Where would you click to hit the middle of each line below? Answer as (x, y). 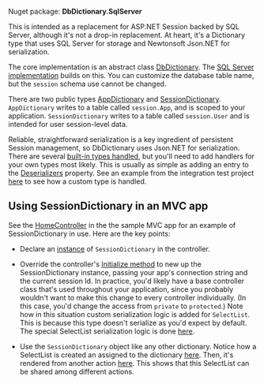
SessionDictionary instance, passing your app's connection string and (134, 272)
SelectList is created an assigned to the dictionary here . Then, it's (126, 355)
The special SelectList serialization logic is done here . (107, 331)
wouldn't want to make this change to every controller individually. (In (133, 297)
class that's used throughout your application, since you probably (126, 289)
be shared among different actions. (77, 371)
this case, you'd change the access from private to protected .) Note (131, 306)
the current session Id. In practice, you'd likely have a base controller (132, 281)
